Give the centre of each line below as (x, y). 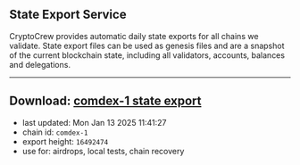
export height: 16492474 (65, 141)
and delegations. (40, 64)
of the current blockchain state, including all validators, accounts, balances (147, 55)
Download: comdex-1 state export (105, 101)
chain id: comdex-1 (55, 132)
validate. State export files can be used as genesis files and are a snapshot (147, 45)
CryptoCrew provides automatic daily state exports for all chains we (134, 36)
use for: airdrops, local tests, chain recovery (103, 151)
